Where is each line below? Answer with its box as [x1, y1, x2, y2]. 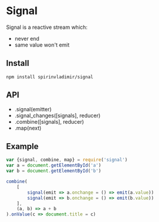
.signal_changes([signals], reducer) [14, 112, 101, 119]
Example [6, 141, 39, 151]
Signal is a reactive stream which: [6, 24, 88, 31]
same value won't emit [14, 41, 69, 48]
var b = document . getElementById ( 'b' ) [6, 168, 101, 174]
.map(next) [14, 124, 42, 131]
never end [14, 35, 39, 42]
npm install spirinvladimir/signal [6, 74, 94, 80]
